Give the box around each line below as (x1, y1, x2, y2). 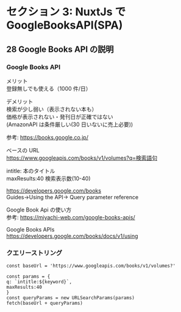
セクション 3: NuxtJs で (6, 5, 126, 19)
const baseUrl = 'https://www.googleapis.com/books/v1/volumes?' (6, 263, 176, 269)
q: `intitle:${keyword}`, (6, 279, 72, 285)
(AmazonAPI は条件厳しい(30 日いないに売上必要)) (6, 121, 133, 128)
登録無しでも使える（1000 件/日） (6, 85, 91, 92)
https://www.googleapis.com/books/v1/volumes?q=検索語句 (6, 154, 158, 161)
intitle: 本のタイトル (6, 167, 55, 174)
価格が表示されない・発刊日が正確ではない (6, 113, 113, 120)
